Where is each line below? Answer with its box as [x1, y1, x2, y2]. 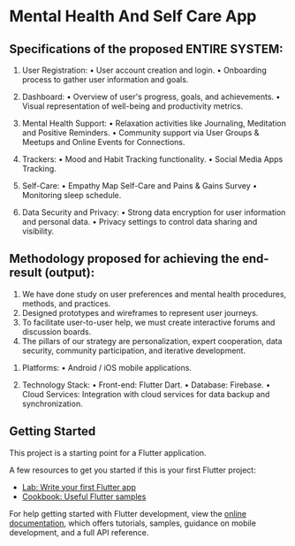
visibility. [21, 226, 55, 236]
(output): [44, 265, 95, 281]
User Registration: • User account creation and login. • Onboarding [21, 65, 267, 75]
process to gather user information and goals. [21, 74, 189, 85]
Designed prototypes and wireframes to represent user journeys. [21, 307, 259, 318]
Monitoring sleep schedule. [21, 190, 122, 200]
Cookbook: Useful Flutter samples [21, 491, 147, 502]
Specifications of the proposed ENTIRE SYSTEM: [9, 42, 284, 57]
